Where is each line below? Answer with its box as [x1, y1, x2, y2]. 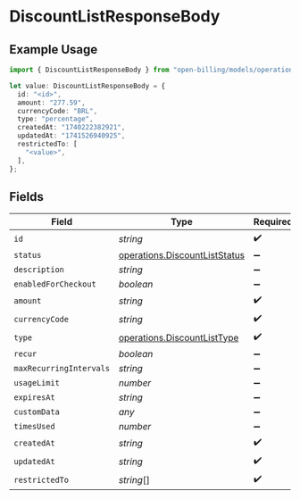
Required [253, 216, 293, 229]
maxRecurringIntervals [13, 363, 110, 374]
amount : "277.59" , [17, 98, 87, 107]
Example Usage [9, 42, 98, 57]
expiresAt [13, 393, 55, 403]
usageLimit [13, 378, 60, 388]
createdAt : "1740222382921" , [17, 123, 126, 132]
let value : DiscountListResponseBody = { [9, 81, 166, 90]
